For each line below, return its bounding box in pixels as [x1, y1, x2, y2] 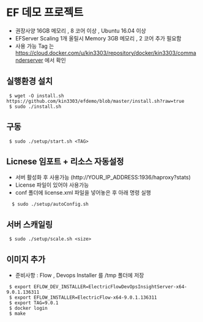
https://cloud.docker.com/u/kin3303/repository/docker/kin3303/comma [15, 49, 197, 56]
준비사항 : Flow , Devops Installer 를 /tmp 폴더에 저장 [15, 272, 144, 279]
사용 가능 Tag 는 [15, 42, 54, 50]
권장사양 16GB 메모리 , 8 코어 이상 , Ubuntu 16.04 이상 [15, 27, 147, 34]
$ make [9, 310, 26, 316]
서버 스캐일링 [6, 219, 53, 230]
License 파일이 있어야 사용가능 [15, 181, 89, 189]
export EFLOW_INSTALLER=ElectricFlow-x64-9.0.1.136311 [14, 294, 157, 301]
